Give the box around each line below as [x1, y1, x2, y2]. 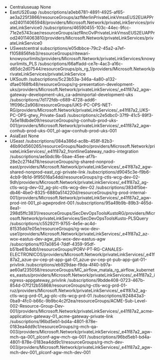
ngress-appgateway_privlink [9, 278, 66, 283]
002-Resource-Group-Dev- [9, 303, 65, 309]
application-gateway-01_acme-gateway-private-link [9, 313, 113, 319]
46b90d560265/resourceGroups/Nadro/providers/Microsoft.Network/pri [9, 143, 155, 149]
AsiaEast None [9, 133, 39, 139]
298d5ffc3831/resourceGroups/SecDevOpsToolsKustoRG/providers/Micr [9, 211, 156, 216]
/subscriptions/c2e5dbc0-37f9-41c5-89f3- [67, 113, 154, 118]
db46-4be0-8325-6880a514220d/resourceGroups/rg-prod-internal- [9, 190, 147, 196]
